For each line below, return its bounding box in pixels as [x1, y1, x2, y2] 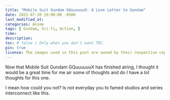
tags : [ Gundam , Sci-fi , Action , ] [5, 26, 80, 31]
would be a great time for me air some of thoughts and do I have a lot [5, 69, 149, 75]
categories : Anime [5, 21, 44, 27]
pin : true [5, 45, 26, 50]
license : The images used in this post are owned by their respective [5, 50, 157, 55]
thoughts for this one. [5, 75, 50, 81]
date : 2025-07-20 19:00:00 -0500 [5, 12, 76, 17]
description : [5, 36, 33, 41]
